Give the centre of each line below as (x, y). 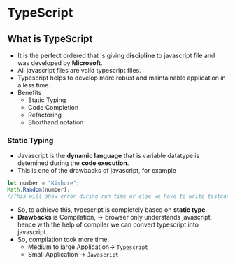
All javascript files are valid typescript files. (79, 70)
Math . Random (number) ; (39, 190)
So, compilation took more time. (63, 239)
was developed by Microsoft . (60, 63)
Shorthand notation (56, 122)
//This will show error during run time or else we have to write (106, 196)
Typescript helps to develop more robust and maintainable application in (121, 78)
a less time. (34, 85)
